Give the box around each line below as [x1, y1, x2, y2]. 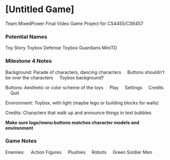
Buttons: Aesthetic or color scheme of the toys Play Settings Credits [5, 84, 164, 90]
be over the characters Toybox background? [5, 74, 104, 81]
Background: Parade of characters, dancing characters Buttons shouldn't [5, 69, 165, 75]
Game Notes [5, 138, 37, 145]
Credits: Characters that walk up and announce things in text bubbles [5, 110, 152, 116]
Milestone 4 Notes [5, 58, 52, 65]
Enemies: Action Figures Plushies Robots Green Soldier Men [5, 149, 153, 155]
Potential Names [5, 33, 48, 40]
